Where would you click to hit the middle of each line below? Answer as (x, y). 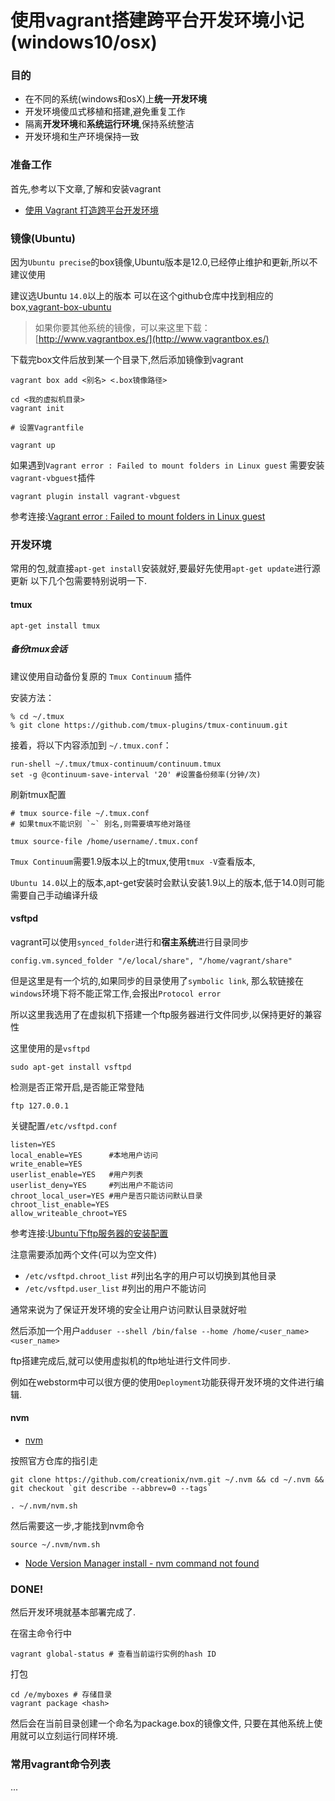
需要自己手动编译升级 (54, 895)
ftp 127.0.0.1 (40, 1106)
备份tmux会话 (39, 649)
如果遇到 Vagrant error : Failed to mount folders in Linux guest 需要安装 (167, 465)
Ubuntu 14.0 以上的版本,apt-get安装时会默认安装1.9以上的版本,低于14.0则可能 (167, 882)
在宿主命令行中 (41, 1633)
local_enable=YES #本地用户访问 (84, 1155)
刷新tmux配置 (38, 794)
